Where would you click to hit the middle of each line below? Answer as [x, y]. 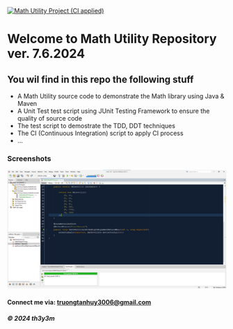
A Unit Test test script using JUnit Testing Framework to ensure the [113, 111]
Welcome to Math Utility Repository [112, 39]
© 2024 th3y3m [31, 318]
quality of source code [49, 118]
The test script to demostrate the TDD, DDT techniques [96, 126]
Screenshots [29, 158]
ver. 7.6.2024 [46, 54]
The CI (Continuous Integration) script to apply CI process [100, 133]
